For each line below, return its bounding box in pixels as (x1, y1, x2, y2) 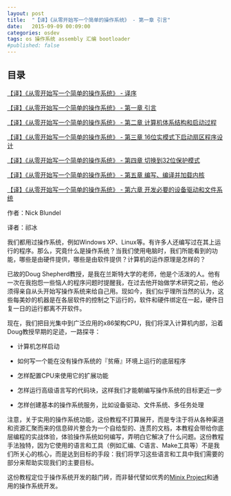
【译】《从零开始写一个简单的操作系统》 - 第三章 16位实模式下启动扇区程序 (7, 132, 217, 141)
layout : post (7, 10, 45, 17)
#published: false (7, 42, 60, 49)
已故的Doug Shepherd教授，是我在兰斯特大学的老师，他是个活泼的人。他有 (7, 269, 221, 278)
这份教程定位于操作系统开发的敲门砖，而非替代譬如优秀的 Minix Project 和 (7, 473, 213, 481)
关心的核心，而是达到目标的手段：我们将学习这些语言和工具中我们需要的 (19, 449, 224, 458)
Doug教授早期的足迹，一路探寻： (7, 327, 101, 335)
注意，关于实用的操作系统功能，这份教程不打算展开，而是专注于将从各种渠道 (7, 415, 224, 424)
